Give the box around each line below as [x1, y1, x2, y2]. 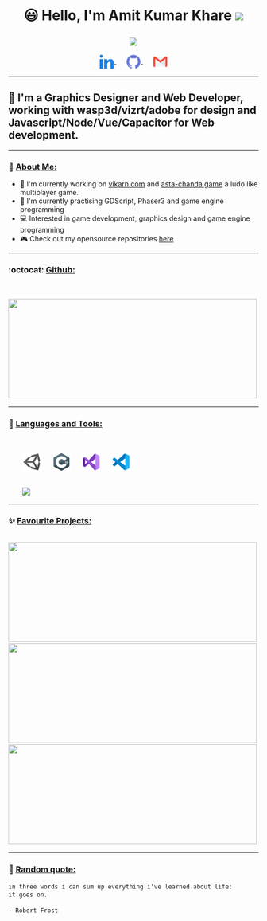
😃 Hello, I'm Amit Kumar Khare [23, 6, 233, 25]
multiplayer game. [19, 188, 79, 198]
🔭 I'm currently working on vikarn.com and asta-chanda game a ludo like [19, 179, 258, 189]
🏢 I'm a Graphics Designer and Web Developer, [8, 91, 244, 104]
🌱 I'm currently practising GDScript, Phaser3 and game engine [19, 196, 224, 206]
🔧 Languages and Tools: [8, 417, 103, 429]
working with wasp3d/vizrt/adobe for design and [8, 103, 257, 117]
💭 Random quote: [8, 864, 76, 875]
